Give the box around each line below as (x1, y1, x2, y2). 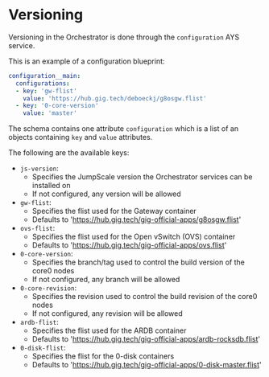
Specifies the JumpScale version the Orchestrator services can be (31, 172, 253, 182)
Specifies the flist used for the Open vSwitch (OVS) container (31, 232, 236, 242)
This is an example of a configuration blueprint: (8, 56, 165, 66)
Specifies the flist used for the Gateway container (31, 207, 197, 216)
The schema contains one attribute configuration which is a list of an (8, 124, 239, 133)
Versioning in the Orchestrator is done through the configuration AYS (8, 32, 240, 42)
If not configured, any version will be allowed (31, 189, 181, 199)
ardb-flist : (19, 318, 59, 327)
